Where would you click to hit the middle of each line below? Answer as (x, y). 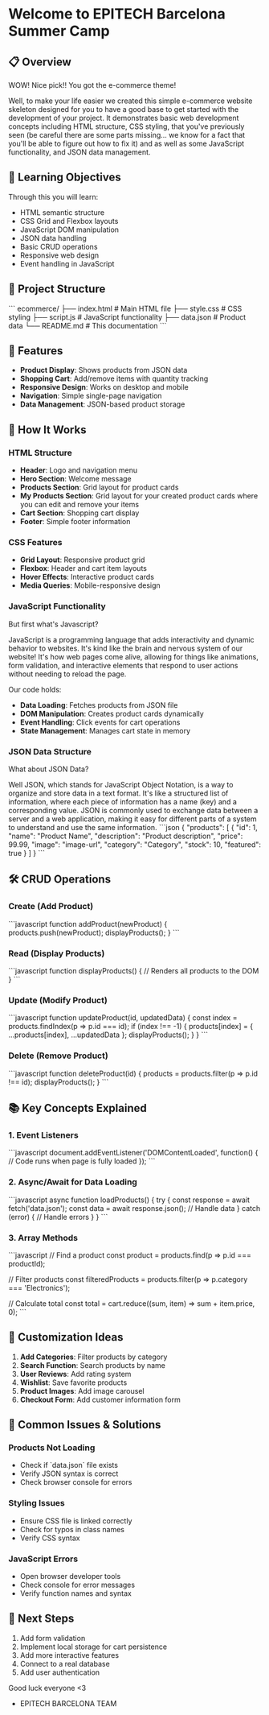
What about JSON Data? (49, 769)
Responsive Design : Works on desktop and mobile (104, 387)
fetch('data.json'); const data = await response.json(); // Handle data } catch (134, 1208)
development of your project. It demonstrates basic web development (124, 118)
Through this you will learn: (53, 196)
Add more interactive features (69, 1655)
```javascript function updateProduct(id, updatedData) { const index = (123, 1018)
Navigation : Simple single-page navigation (91, 396)
